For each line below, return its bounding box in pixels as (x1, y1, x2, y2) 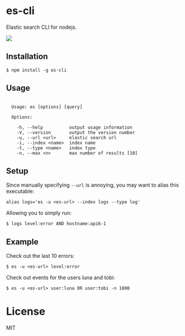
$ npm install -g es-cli (6, 67, 67, 73)
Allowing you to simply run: (6, 210, 72, 217)
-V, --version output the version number (16, 129, 135, 136)
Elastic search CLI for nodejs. (6, 23, 78, 31)
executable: (6, 188, 35, 195)
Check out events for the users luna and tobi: (6, 274, 116, 281)
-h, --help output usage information (16, 125, 133, 130)
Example (6, 237, 39, 247)
